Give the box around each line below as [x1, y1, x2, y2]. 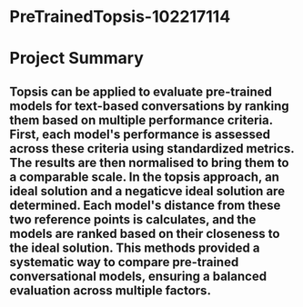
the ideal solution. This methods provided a [9, 240, 260, 255]
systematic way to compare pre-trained [9, 254, 239, 270]
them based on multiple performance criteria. [9, 112, 273, 128]
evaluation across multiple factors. [9, 282, 212, 298]
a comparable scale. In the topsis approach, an [9, 169, 280, 184]
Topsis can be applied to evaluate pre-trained [9, 84, 273, 99]
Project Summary [9, 48, 144, 69]
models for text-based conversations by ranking [9, 98, 289, 114]
